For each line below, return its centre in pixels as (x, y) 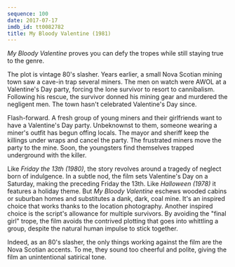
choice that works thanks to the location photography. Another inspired (110, 206)
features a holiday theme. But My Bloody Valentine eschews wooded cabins (117, 191)
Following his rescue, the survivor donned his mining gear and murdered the (117, 97)
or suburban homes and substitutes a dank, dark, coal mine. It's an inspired (116, 199)
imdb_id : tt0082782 (36, 27)
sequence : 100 (28, 14)
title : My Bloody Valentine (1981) (59, 33)
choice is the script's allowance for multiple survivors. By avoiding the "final (117, 214)
